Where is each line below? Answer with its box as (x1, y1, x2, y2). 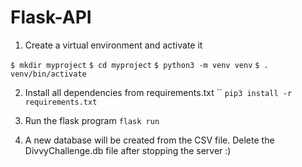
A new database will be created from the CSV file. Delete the (24, 134, 275, 146)
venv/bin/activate (10, 69, 87, 79)
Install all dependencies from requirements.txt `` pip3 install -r (24, 86, 293, 98)
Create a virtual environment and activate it (24, 39, 203, 51)
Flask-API (10, 6, 92, 29)
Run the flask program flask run (24, 114, 160, 126)
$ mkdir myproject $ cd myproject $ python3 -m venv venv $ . (10, 60, 269, 70)
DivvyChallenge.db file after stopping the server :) (24, 144, 232, 156)
